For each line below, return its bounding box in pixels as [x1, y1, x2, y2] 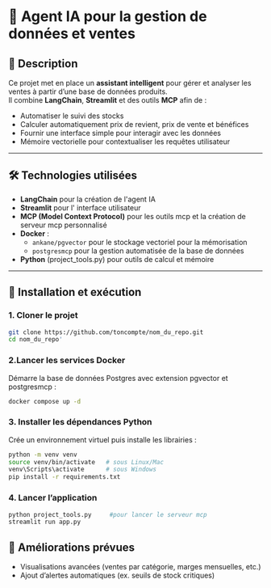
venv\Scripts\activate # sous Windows [8, 465, 157, 474]
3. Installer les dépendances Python [8, 417, 152, 428]
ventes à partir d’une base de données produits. [8, 87, 168, 96]
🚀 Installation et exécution [8, 286, 142, 299]
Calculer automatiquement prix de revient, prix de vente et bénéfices [19, 120, 249, 129]
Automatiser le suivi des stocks [19, 111, 124, 121]
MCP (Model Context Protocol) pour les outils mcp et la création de [19, 211, 246, 221]
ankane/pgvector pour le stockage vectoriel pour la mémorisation [31, 237, 248, 247]
